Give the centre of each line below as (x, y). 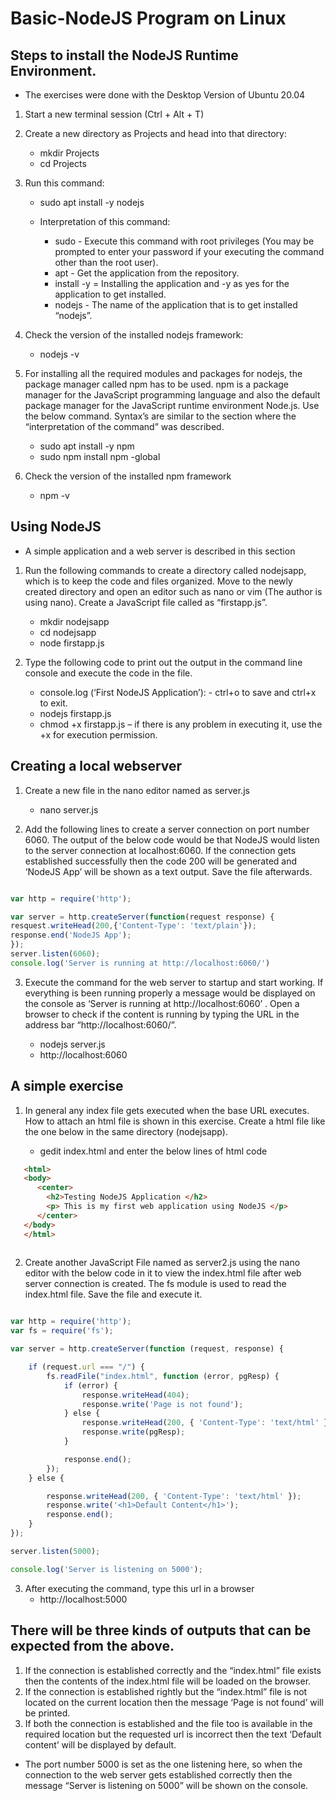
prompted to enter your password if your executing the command (189, 251)
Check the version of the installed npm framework (128, 476)
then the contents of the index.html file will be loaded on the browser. (168, 1681)
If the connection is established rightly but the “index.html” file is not (166, 1691)
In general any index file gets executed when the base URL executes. (167, 1110)
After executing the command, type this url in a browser (139, 1588)
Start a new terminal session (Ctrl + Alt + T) (114, 114)
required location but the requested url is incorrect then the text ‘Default (173, 1734)
